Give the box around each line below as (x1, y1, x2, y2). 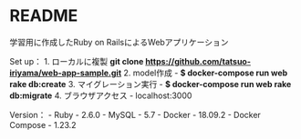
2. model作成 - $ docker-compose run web (122, 67, 288, 78)
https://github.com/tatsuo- (145, 55, 251, 66)
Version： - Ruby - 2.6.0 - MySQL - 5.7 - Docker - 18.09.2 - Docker (9, 109, 262, 120)
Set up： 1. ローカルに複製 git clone (9, 55, 144, 66)
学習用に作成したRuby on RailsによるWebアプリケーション (9, 36, 230, 47)
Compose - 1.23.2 (9, 119, 77, 130)
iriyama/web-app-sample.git (9, 67, 122, 78)
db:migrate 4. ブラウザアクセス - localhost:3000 (9, 90, 192, 101)
